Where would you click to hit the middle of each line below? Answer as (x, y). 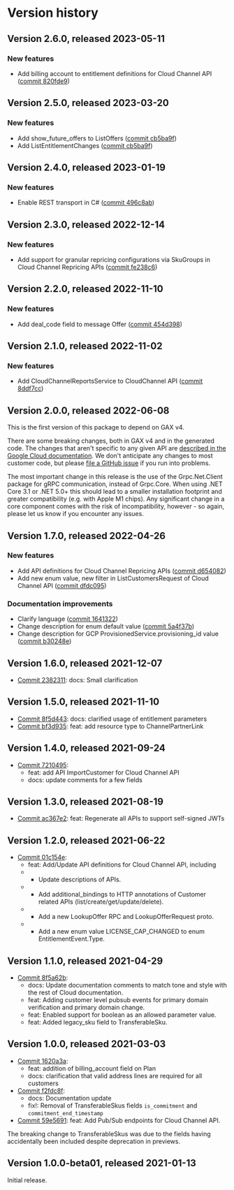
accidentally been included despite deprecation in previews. (94, 1141)
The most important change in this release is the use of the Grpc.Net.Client (115, 477)
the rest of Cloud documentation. (75, 992)
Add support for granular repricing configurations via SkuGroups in (114, 259)
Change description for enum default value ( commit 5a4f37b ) (106, 626)
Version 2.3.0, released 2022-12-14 (86, 225)
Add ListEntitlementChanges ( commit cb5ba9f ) (85, 145)
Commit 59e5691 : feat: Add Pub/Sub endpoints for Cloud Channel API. (119, 1120)
